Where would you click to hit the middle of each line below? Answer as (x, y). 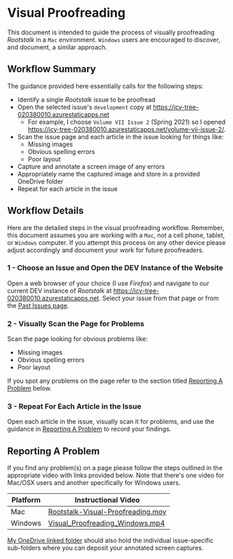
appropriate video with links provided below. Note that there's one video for (116, 475)
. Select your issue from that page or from (159, 298)
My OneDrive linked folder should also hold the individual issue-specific (111, 541)
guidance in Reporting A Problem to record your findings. (89, 429)
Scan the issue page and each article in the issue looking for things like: (120, 136)
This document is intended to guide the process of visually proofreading (111, 32)
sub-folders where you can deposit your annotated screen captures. (105, 548)
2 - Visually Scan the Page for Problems (76, 323)
